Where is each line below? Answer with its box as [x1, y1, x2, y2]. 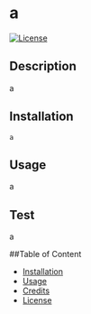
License [22, 295, 52, 306]
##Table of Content [9, 249, 82, 260]
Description [9, 59, 77, 74]
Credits [22, 285, 50, 296]
